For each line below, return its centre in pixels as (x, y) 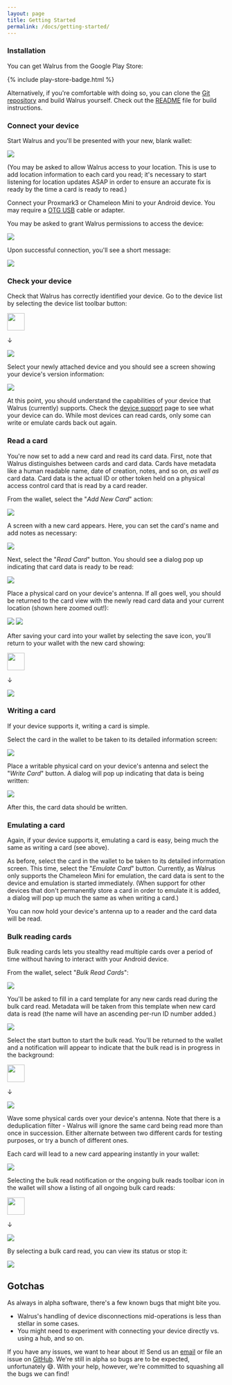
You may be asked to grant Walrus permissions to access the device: (106, 224)
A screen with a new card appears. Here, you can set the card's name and (113, 526)
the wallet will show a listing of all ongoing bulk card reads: (91, 1188)
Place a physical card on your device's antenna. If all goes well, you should (114, 593)
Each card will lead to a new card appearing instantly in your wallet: (103, 1154)
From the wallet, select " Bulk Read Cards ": (68, 973)
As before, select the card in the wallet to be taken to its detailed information (116, 861)
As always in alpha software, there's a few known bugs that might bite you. (114, 1303)
